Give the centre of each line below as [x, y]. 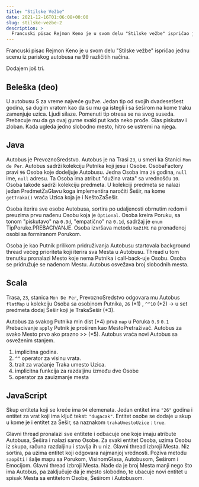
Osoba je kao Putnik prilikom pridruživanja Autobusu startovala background [98, 245]
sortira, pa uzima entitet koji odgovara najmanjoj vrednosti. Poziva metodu [97, 453]
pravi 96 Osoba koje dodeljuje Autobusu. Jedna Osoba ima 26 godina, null [97, 172]
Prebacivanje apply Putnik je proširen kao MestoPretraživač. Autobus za [94, 327]
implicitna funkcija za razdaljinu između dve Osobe [77, 371]
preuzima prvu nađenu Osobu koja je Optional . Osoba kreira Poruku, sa [93, 215]
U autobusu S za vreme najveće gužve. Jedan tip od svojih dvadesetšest [95, 101]
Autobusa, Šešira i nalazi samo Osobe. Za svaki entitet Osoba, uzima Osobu [99, 440]
